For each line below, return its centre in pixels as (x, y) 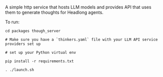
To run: (12, 22)
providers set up (23, 44)
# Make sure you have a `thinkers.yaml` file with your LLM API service (81, 39)
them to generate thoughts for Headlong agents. (54, 12)
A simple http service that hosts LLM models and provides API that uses (78, 7)
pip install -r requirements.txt (40, 61)
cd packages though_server (33, 31)
